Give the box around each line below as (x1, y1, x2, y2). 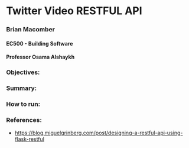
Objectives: (6, 68, 40, 76)
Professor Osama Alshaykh (6, 53, 75, 60)
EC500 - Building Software (6, 40, 73, 47)
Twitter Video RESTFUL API (6, 4, 143, 18)
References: (6, 115, 43, 124)
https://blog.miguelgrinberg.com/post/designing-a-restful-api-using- (14, 129, 183, 137)
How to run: (6, 100, 41, 108)
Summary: (6, 84, 37, 92)
